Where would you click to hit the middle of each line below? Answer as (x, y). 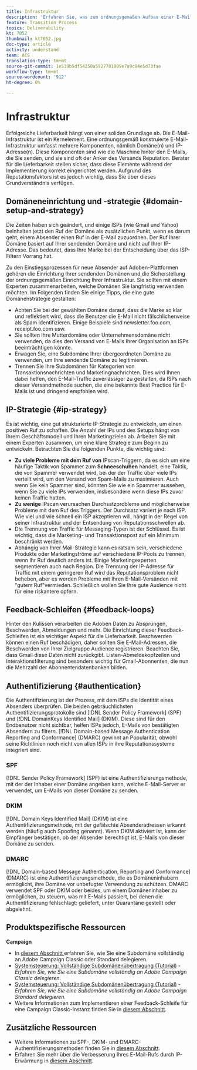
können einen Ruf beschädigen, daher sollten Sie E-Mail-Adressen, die (91, 643)
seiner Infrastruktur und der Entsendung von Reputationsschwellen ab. (100, 522)
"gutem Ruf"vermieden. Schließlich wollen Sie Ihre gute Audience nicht (100, 585)
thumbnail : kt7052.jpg (34, 39)
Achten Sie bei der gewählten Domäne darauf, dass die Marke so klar (98, 310)
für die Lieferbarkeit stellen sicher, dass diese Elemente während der (89, 164)
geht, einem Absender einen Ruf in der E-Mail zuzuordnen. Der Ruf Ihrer (93, 237)
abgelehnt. (19, 909)
